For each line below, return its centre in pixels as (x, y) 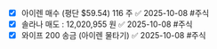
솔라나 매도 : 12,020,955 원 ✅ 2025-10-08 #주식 (107, 24)
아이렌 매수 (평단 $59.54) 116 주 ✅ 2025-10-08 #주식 (115, 13)
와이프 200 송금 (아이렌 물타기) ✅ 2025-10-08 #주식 (113, 36)
